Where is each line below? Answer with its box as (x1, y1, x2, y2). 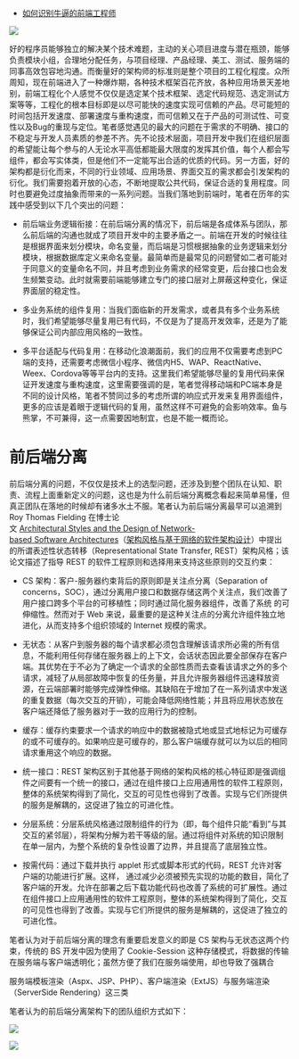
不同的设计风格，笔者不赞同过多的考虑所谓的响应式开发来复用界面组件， (21, 391, 287, 401)
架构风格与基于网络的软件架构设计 (125, 534, 252, 544)
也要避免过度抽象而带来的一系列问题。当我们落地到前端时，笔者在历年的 (16, 188, 282, 199)
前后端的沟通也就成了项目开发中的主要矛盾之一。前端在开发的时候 (29, 230, 272, 240)
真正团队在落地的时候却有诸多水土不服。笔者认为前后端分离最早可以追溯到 (9, 501, 282, 511)
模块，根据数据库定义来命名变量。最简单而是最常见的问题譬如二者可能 (21, 252, 280, 262)
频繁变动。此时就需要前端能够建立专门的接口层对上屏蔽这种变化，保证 (29, 275, 287, 285)
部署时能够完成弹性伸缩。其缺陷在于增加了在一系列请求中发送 (61, 683, 287, 694)
